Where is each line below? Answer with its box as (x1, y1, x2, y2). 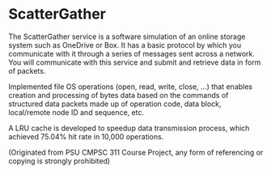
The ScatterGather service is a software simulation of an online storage (8, 32, 246, 41)
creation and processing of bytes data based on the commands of (8, 90, 229, 100)
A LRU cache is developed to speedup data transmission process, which (8, 123, 250, 133)
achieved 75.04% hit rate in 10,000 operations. (8, 131, 164, 142)
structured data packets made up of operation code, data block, (8, 99, 222, 108)
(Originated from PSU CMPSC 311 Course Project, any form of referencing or (8, 147, 264, 157)
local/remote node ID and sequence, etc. (8, 107, 145, 117)
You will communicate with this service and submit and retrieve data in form (8, 57, 261, 67)
